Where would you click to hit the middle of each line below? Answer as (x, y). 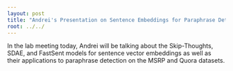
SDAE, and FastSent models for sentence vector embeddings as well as (109, 53)
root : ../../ (26, 26)
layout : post (26, 13)
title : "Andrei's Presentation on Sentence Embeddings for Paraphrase (111, 20)
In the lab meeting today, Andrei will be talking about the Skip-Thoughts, (110, 46)
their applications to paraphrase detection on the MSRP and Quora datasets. (116, 61)
